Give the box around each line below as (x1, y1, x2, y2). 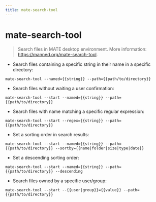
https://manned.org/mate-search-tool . (17, 51, 98, 57)
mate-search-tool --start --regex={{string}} (5, 118, 103, 123)
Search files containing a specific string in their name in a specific (12, 61, 151, 67)
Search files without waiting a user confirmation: (12, 85, 114, 91)
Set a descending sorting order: (12, 154, 80, 160)
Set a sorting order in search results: (12, 131, 89, 137)
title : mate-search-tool (5, 7, 58, 13)
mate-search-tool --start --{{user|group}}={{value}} (5, 187, 122, 192)
